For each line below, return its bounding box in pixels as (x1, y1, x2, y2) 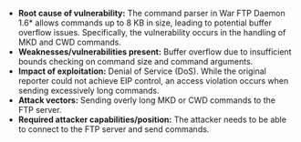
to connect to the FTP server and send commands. (17, 124, 210, 135)
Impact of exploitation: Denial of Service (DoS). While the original (17, 66, 266, 76)
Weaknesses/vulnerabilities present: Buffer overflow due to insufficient (17, 46, 292, 57)
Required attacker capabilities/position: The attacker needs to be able (17, 114, 287, 125)
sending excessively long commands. (17, 86, 160, 96)
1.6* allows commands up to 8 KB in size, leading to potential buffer (17, 17, 272, 28)
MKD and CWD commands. (17, 36, 121, 47)
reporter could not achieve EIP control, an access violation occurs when (17, 76, 289, 86)
